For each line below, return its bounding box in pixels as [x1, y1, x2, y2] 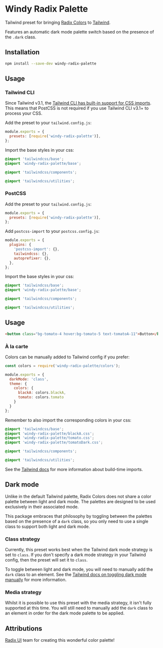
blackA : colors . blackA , [17, 390, 66, 395]
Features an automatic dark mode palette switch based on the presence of [5, 29, 154, 35]
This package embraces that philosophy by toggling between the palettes [5, 513, 152, 519]
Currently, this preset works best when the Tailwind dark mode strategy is [5, 547, 153, 553]
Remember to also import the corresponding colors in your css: [5, 417, 132, 423]
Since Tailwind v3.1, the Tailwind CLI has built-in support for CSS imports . [5, 100, 152, 106]
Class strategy [5, 536, 40, 543]
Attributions [5, 624, 43, 632]
